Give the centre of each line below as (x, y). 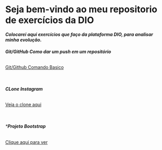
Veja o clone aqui (23, 105)
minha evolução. (23, 40)
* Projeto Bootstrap (25, 126)
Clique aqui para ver (26, 142)
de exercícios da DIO (50, 20)
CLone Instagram (24, 89)
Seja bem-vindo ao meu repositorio (82, 9)
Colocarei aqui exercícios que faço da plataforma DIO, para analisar (79, 34)
